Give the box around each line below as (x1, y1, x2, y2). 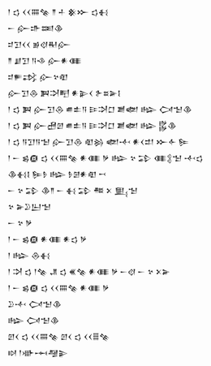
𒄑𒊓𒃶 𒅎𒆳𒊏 (7, 72, 68, 81)
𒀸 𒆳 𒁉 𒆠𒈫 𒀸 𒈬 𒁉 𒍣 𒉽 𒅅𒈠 (7, 186, 139, 195)
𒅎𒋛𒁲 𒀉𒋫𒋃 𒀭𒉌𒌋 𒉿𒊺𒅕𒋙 (7, 88, 121, 97)
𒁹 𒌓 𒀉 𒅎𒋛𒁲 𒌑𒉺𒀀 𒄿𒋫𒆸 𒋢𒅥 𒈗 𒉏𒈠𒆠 (7, 105, 192, 114)
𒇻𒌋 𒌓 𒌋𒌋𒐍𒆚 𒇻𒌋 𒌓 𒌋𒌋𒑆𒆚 (7, 332, 110, 341)
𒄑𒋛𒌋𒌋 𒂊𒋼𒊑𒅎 (7, 40, 71, 49)
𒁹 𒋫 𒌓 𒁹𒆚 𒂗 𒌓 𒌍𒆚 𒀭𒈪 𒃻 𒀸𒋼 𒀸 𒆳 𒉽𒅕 (7, 267, 170, 276)
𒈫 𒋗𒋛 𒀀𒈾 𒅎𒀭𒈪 (7, 56, 82, 65)
